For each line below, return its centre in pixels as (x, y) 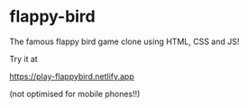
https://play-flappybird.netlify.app (72, 76)
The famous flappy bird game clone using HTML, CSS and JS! (124, 41)
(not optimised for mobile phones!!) (75, 94)
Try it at (23, 58)
